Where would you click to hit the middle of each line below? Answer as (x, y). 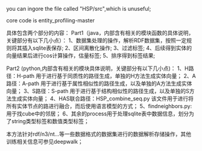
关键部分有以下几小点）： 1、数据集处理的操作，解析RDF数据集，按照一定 (96, 40)
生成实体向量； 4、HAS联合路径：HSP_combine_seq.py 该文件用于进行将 (103, 98)
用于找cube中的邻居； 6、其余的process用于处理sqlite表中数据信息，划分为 (100, 114)
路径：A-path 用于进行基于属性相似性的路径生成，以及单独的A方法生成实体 (99, 83)
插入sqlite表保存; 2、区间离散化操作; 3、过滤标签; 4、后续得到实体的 (107, 48)
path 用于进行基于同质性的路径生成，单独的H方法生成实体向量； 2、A (109, 76)
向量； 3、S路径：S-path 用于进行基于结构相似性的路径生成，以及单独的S (98, 91)
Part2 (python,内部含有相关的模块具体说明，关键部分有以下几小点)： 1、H (97, 68)
